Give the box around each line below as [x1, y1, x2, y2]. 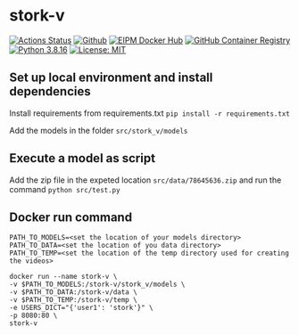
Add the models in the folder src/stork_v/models [9, 125, 188, 135]
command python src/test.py [9, 184, 120, 194]
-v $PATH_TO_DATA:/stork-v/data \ [9, 288, 138, 297]
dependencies [9, 84, 91, 99]
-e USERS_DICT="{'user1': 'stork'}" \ [9, 304, 154, 313]
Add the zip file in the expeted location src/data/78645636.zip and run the [9, 175, 282, 185]
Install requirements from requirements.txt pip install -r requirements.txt [9, 108, 290, 118]
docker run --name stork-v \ [9, 273, 118, 282]
